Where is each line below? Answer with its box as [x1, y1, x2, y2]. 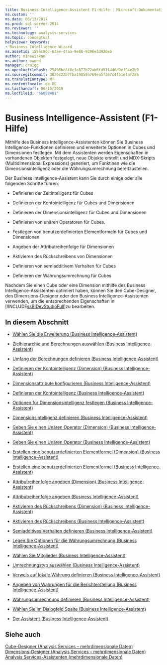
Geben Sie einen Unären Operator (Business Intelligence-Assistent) [12, 439, 151, 445]
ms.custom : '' [5, 12, 35, 17]
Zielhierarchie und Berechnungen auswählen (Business [12, 341, 126, 347]
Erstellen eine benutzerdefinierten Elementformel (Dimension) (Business [12, 449, 161, 455]
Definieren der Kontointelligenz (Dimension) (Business [12, 366, 123, 372]
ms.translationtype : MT [5, 77, 55, 82]
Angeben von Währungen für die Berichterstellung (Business [12, 581, 137, 588]
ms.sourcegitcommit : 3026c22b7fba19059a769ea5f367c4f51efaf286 [5, 72, 139, 77]
